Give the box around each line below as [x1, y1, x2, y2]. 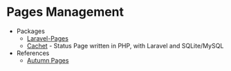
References [16, 49, 50, 57]
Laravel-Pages [26, 34, 68, 42]
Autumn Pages [26, 56, 69, 64]
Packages [16, 27, 46, 35]
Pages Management [6, 4, 124, 20]
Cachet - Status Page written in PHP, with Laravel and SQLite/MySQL [26, 41, 224, 50]
